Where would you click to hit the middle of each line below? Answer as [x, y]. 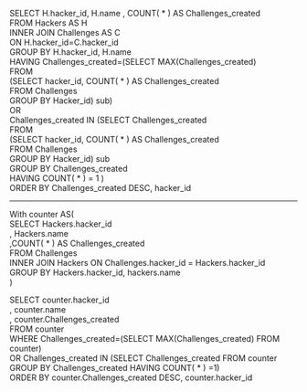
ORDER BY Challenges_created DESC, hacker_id [101, 188]
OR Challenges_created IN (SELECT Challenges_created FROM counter [143, 358]
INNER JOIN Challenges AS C [65, 32]
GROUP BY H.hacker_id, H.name [71, 52]
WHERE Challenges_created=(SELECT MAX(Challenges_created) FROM [145, 339]
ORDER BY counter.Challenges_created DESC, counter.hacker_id [131, 377]
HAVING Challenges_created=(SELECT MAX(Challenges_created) [133, 62]
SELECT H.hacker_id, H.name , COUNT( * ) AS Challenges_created [135, 13]
